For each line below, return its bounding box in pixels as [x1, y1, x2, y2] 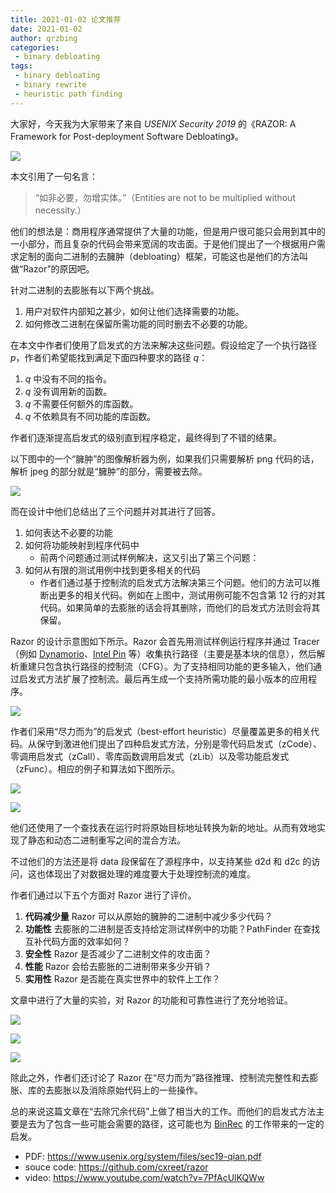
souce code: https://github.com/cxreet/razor [24, 1161, 209, 1173]
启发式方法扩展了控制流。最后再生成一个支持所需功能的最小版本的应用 [18, 672, 308, 685]
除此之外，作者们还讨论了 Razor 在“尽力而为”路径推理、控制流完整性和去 [10, 1071, 310, 1083]
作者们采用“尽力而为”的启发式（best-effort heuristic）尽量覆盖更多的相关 [10, 725, 312, 737]
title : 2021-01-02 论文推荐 [10, 14, 122, 25]
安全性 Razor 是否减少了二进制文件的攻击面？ [24, 947, 212, 960]
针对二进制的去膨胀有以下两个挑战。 [10, 284, 160, 296]
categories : [10, 42, 60, 53]
